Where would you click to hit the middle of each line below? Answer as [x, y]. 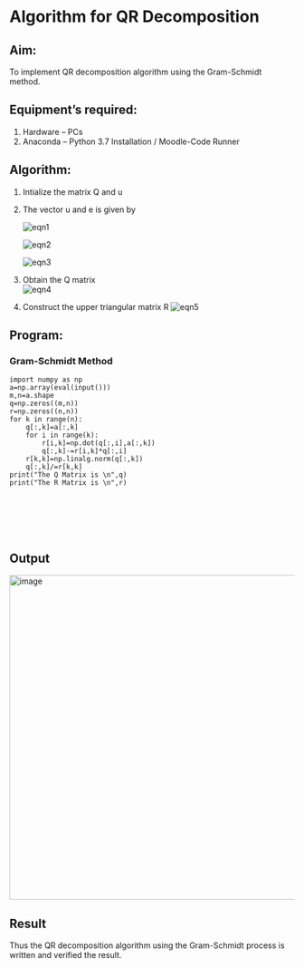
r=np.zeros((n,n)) [44, 411]
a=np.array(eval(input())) [60, 388]
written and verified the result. [66, 954]
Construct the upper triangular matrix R [95, 306]
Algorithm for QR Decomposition [134, 17]
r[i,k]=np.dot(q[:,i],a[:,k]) [99, 443]
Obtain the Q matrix [59, 279]
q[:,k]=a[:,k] [52, 428]
